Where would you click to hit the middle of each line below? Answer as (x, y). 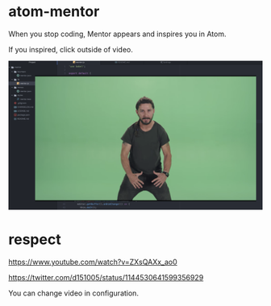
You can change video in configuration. (74, 293)
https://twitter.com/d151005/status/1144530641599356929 (106, 278)
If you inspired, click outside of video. (71, 49)
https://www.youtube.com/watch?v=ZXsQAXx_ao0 (93, 262)
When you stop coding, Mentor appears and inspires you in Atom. (117, 34)
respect (35, 240)
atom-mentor (54, 12)
